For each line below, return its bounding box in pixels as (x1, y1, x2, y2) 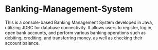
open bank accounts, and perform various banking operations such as (5, 30, 146, 35)
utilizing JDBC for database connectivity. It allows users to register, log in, (5, 24, 153, 30)
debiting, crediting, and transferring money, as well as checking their (5, 35, 142, 41)
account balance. (5, 40, 40, 46)
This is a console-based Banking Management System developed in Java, (5, 19, 153, 25)
